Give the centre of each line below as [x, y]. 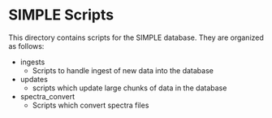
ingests [32, 62]
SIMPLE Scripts [61, 15]
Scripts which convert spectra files [91, 105]
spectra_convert [47, 96]
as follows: [26, 46]
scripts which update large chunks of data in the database [130, 88]
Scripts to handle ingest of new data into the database [123, 70]
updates [34, 79]
